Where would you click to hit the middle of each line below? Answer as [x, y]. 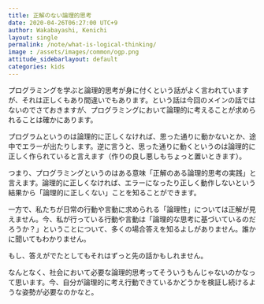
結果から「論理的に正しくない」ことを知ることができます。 [104, 192]
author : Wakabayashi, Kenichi [58, 30]
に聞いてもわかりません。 [49, 239]
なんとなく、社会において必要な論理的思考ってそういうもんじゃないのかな [129, 272]
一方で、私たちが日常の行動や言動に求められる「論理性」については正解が [129, 209]
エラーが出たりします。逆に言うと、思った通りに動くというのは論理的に [139, 146]
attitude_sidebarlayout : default [63, 60]
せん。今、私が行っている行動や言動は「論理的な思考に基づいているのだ [139, 219]
